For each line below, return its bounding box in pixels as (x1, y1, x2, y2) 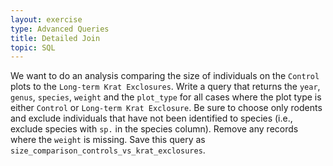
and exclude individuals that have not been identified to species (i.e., (10, 112, 293, 125)
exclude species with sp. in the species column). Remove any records (10, 123, 299, 135)
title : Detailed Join (10, 33, 101, 43)
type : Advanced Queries (10, 24, 110, 34)
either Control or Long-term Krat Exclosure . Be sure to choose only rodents (10, 102, 323, 114)
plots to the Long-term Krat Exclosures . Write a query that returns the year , (10, 81, 321, 93)
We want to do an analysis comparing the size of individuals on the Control (10, 70, 320, 82)
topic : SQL (10, 42, 56, 53)
